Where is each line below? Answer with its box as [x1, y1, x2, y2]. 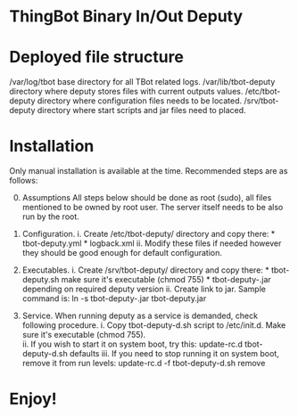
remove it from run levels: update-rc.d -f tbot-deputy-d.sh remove [21, 358, 266, 369]
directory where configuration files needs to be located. [37, 95, 243, 106]
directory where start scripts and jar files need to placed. [37, 105, 247, 116]
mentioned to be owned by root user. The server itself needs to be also [21, 202, 284, 213]
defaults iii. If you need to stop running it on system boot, [70, 348, 279, 359]
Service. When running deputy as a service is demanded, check [21, 310, 259, 322]
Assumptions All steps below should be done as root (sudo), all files [21, 192, 272, 203]
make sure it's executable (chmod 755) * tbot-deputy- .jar [61, 274, 272, 285]
